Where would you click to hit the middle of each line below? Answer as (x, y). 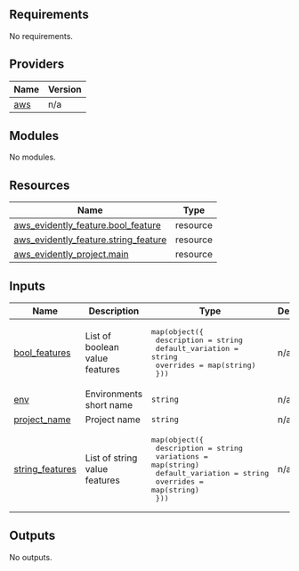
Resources (40, 185)
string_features (45, 469)
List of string (111, 458)
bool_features (42, 353)
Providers (37, 65)
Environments (114, 394)
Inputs (28, 285)
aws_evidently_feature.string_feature (90, 240)
